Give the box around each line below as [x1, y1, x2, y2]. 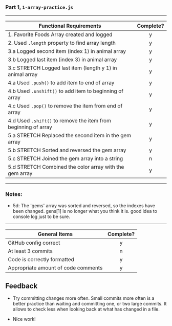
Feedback [5, 281, 38, 290]
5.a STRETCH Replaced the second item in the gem [8, 132, 132, 139]
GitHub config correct [8, 239, 60, 246]
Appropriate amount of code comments [8, 264, 103, 271]
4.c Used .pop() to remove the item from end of [8, 102, 123, 110]
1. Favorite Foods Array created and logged [8, 31, 113, 38]
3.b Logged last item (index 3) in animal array [8, 56, 117, 63]
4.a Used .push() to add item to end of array [8, 79, 115, 86]
